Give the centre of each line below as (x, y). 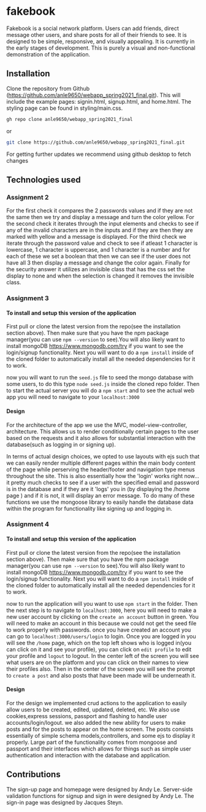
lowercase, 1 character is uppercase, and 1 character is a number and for (98, 250)
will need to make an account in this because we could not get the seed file (101, 623)
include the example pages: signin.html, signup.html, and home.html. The (99, 101)
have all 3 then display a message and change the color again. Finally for (98, 263)
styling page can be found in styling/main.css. (65, 108)
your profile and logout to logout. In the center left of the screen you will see (103, 655)
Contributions (33, 775)
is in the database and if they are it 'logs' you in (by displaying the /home (98, 489)
